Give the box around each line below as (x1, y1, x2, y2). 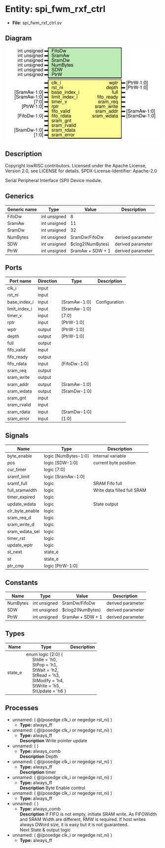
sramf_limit (7, 473, 30, 479)
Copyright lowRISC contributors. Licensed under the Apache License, (5, 163, 147, 169)
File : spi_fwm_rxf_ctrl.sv (12, 20, 62, 26)
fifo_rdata (7, 360, 27, 366)
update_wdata (7, 501, 36, 507)
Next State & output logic (19, 827, 71, 833)
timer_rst (7, 535, 26, 541)
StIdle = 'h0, (32, 656, 57, 662)
